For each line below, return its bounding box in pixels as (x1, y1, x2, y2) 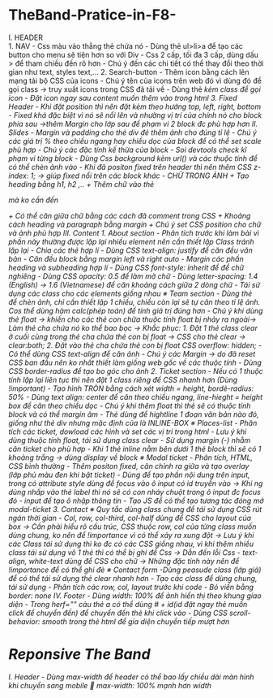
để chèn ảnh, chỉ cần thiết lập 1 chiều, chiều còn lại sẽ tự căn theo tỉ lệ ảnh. (8, 297, 261, 306)
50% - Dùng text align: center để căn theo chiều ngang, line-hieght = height (8, 392, 263, 401)
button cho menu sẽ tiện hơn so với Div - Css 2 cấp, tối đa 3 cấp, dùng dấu (8, 50, 259, 59)
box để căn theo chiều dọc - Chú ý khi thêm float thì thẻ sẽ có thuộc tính (8, 401, 251, 410)
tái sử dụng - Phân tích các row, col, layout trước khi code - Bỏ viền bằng (8, 582, 254, 592)
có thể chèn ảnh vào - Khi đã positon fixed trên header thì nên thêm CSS (8, 162, 253, 171)
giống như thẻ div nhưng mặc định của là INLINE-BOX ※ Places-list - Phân (8, 418, 258, 427)
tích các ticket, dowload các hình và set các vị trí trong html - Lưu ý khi (8, 427, 247, 436)
